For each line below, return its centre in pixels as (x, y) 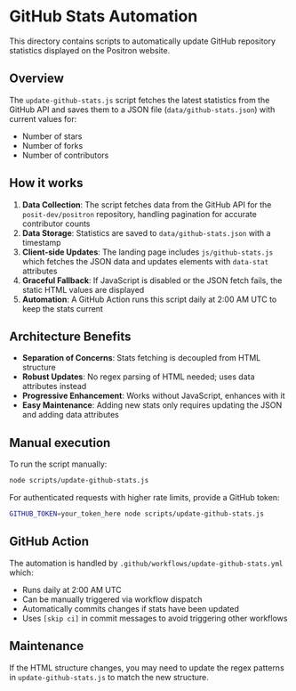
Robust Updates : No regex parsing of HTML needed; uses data (138, 377)
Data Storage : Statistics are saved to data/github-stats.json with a (146, 232)
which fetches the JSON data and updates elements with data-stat (145, 261)
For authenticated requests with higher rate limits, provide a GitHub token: (144, 498)
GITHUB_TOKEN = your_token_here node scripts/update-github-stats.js (137, 514)
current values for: (43, 118)
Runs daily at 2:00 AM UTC (72, 589)
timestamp (41, 242)
